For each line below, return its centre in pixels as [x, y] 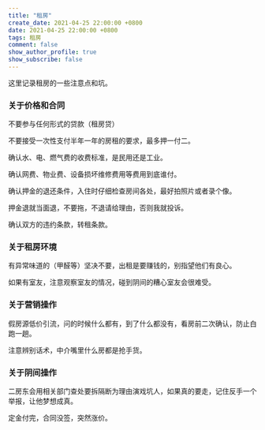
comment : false [33, 45]
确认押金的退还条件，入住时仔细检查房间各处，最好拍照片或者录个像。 [122, 191]
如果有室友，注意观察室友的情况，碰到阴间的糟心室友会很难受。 [112, 282]
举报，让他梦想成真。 [43, 401]
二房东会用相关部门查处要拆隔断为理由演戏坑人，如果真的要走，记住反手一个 [132, 391]
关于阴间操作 [33, 372]
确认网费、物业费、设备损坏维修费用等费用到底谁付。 [95, 174]
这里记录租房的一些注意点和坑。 [60, 83]
